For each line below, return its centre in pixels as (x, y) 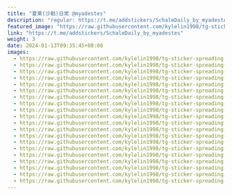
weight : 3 (21, 39)
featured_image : (30, 26)
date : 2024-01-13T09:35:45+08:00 (55, 46)
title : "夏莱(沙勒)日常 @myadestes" (57, 13)
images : (18, 53)
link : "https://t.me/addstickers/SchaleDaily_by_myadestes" (96, 33)
